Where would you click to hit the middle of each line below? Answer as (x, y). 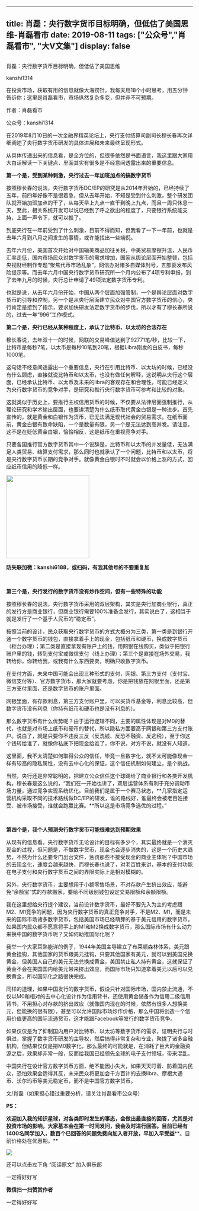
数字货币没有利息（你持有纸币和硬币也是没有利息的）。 (72, 708)
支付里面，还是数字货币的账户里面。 (60, 688)
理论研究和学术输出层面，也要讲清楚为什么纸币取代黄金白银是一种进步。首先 (99, 409)
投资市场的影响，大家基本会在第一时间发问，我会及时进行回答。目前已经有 (97, 1126)
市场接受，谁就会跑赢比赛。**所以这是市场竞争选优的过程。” (94, 805)
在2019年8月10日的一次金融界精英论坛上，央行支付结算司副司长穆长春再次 (97, 135)
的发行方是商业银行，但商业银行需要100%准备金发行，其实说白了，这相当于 (99, 611)
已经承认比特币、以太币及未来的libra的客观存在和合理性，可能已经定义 (102, 382)
